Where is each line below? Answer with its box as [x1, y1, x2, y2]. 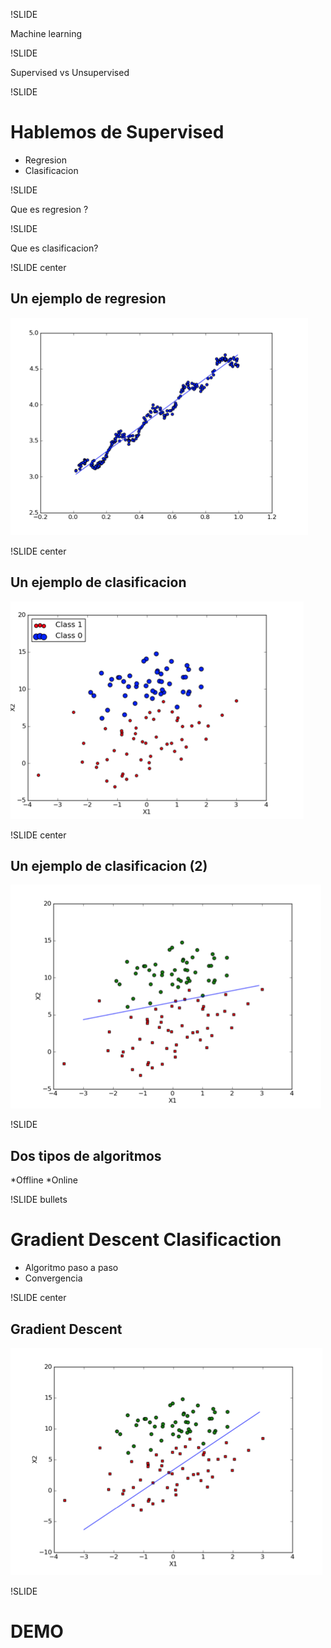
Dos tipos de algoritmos [10, 1147, 162, 1164]
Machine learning [10, 28, 83, 39]
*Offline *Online [10, 1174, 78, 1186]
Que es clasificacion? [10, 242, 99, 254]
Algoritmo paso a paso [24, 1262, 119, 1274]
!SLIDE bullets [10, 1194, 68, 1206]
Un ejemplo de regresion [10, 290, 167, 308]
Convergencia [24, 1272, 83, 1284]
